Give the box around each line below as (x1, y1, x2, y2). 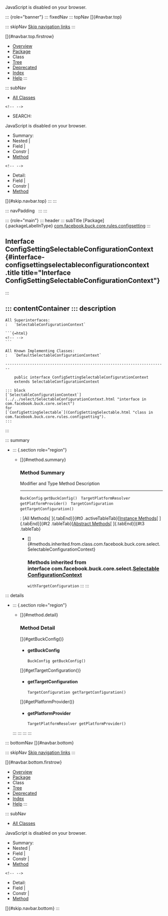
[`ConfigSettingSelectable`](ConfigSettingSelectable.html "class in (5, 410, 153, 415)
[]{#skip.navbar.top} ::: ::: (5, 198, 57, 204)
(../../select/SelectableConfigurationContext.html (5, 396, 115, 402)
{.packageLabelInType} (5, 223, 53, 229)
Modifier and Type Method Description (19, 480, 100, 486)
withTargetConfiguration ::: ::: (27, 583, 89, 589)
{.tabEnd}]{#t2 (19, 520, 50, 526)
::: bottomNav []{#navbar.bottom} (5, 740, 74, 746)
